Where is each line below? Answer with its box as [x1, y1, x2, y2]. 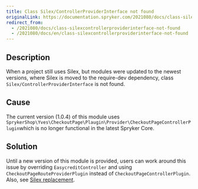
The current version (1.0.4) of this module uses [6, 113, 120, 120]
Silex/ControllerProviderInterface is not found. [6, 80, 126, 87]
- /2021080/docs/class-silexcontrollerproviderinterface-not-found [11, 25, 181, 31]
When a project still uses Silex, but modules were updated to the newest [6, 68, 181, 75]
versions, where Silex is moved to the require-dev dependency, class [6, 74, 174, 81]
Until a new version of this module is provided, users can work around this [6, 157, 187, 164]
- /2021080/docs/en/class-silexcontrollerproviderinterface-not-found [11, 31, 189, 37]
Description [6, 52, 50, 62]
